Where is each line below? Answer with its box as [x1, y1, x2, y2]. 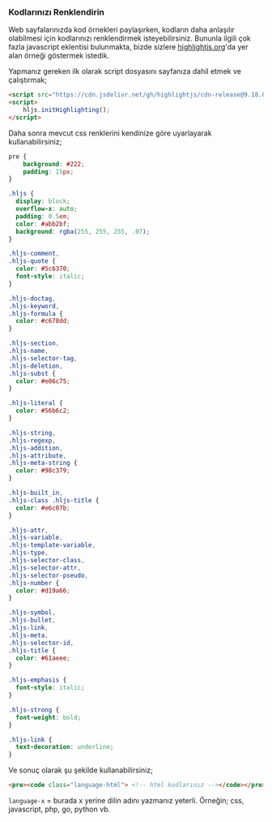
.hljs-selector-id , [8, 639, 74, 647]
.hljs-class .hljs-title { [8, 496, 100, 505]
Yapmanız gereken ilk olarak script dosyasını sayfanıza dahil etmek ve [8, 67, 241, 76]
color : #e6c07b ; [15, 504, 70, 512]
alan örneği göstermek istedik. [8, 51, 110, 61]
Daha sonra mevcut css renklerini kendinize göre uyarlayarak [8, 128, 212, 138]
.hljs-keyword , [8, 302, 60, 310]
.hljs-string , [8, 428, 57, 437]
